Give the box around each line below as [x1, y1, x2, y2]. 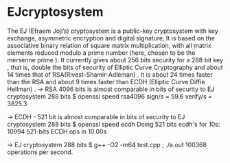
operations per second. [7, 148, 73, 156]
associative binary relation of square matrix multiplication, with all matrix [7, 41, 211, 49]
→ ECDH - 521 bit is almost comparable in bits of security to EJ [7, 112, 185, 121]
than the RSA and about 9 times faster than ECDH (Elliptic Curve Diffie [7, 77, 205, 86]
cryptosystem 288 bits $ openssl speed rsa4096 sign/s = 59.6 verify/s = [7, 92, 213, 100]
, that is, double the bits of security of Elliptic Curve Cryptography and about [7, 63, 223, 71]
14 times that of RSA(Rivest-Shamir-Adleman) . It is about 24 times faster [7, 70, 213, 79]
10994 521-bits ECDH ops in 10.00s [7, 127, 107, 136]
